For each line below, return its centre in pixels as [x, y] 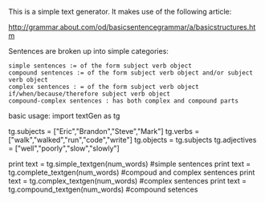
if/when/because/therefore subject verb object [90, 94]
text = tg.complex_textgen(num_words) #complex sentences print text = [128, 181]
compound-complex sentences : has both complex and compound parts [124, 101]
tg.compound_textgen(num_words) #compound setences [103, 189]
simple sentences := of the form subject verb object [100, 66]
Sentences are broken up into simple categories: [88, 51]
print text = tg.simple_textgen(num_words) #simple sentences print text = [130, 164]
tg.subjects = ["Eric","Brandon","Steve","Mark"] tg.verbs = [104, 131]
